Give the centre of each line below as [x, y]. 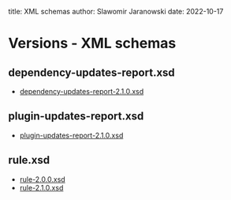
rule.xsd [29, 160]
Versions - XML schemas [92, 43]
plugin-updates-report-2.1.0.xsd [71, 135]
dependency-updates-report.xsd [91, 72]
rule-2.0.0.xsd [42, 179]
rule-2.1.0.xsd [41, 187]
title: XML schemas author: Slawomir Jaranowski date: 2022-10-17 [116, 11]
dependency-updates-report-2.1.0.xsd [82, 91]
